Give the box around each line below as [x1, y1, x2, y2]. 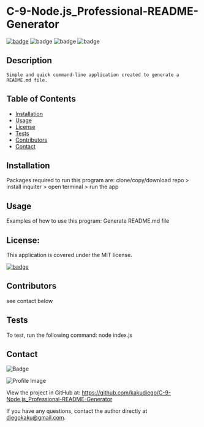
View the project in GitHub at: [6, 389, 81, 396]
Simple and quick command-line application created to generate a [6, 72, 179, 78]
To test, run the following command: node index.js [6, 331, 133, 339]
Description [6, 55, 52, 66]
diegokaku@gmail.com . [6, 414, 66, 421]
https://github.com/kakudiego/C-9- [81, 389, 172, 396]
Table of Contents [6, 94, 77, 104]
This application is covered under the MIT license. [6, 252, 133, 258]
